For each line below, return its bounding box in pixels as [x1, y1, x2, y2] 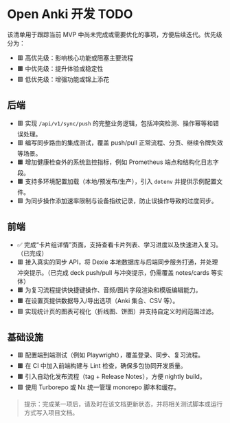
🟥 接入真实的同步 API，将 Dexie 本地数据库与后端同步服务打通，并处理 [16, 258, 218, 266]
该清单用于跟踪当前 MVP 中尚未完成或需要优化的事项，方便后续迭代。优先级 [7, 30, 223, 39]
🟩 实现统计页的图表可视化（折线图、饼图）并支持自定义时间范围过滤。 [16, 307, 218, 316]
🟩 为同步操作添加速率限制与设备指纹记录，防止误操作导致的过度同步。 [16, 196, 218, 205]
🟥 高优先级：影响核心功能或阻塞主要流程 [16, 53, 134, 62]
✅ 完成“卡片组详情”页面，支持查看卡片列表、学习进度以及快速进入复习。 [16, 240, 222, 249]
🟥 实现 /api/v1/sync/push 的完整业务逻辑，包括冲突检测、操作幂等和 [16, 118, 214, 127]
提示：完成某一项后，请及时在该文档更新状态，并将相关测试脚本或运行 [23, 400, 223, 409]
